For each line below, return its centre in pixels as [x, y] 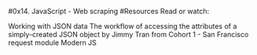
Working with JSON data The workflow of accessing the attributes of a [123, 26]
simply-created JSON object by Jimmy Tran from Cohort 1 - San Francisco [128, 34]
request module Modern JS [52, 43]
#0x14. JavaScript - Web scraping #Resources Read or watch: [109, 11]
